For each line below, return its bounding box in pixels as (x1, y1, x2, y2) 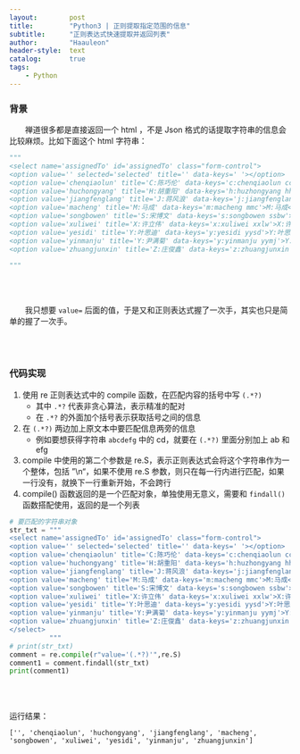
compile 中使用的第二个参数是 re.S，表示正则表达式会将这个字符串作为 (21, 455, 283, 465)
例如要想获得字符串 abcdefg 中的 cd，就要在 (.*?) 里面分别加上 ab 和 (35, 434, 290, 445)
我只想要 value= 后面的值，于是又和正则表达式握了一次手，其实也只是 (25, 305, 280, 315)
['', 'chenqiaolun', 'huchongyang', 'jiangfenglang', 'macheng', (9, 729, 257, 738)
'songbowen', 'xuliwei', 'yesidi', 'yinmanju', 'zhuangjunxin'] (9, 736, 254, 746)
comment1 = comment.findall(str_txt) (9, 658, 150, 667)
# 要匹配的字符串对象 (9, 517, 78, 526)
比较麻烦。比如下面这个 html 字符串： (9, 136, 147, 147)
